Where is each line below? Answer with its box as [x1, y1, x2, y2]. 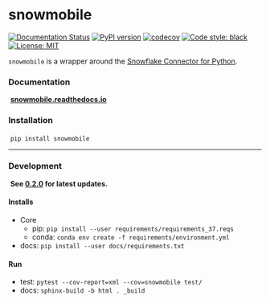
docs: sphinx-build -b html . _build [19, 285, 145, 295]
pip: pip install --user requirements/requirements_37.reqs [31, 223, 235, 234]
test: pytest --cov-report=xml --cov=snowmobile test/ [19, 277, 202, 287]
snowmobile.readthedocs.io [10, 95, 107, 104]
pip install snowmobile [10, 134, 90, 142]
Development [8, 161, 63, 172]
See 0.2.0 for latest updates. [10, 178, 108, 188]
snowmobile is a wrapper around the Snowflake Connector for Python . [8, 56, 238, 66]
